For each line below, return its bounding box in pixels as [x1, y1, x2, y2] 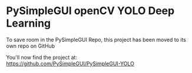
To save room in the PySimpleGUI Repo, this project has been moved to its [6, 36, 187, 43]
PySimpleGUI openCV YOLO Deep [6, 4, 175, 18]
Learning [6, 16, 51, 30]
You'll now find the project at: [6, 54, 78, 61]
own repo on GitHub [6, 42, 55, 49]
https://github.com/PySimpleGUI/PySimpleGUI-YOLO [6, 60, 134, 67]
